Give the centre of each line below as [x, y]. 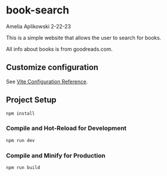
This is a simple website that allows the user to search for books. [84, 37]
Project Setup [31, 100]
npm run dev [20, 140]
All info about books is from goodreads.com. [59, 49]
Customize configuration [52, 68]
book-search [38, 10]
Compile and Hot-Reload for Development [66, 128]
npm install [20, 113]
